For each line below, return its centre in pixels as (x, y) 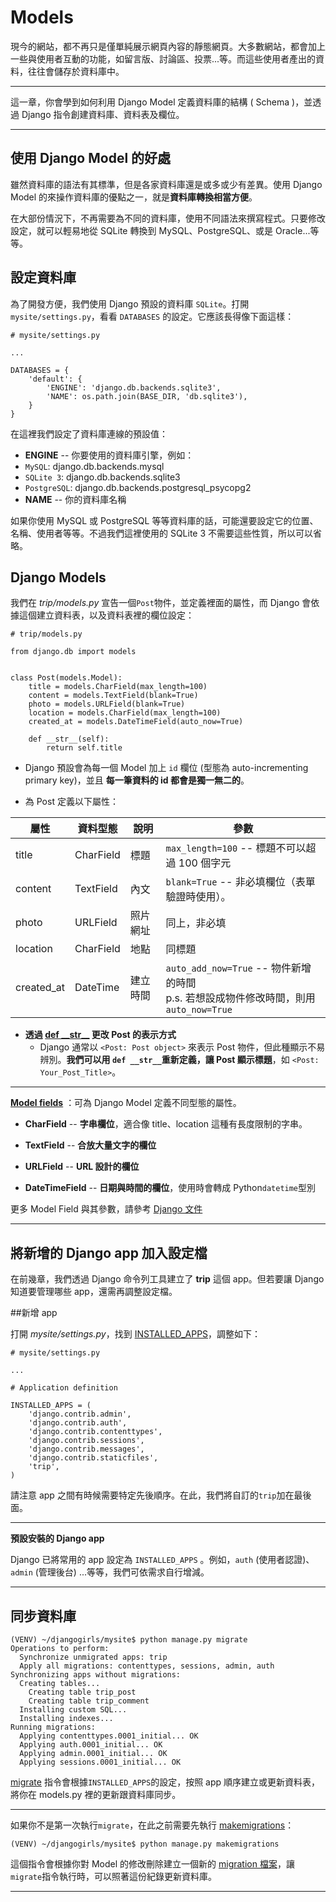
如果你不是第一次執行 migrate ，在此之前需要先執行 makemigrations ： (152, 1825)
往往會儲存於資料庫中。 (76, 71)
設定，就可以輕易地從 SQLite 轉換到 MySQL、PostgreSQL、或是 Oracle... (160, 230)
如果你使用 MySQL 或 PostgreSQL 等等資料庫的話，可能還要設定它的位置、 (164, 520)
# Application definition (64, 1388)
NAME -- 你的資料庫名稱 (75, 499)
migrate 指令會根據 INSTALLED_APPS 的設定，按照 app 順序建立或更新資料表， (165, 1782)
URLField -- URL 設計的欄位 (82, 1167)
